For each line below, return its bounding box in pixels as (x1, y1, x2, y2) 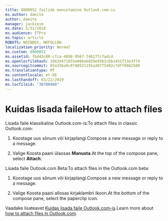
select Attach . (12, 155, 42, 161)
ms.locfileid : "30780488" (5, 82, 59, 87)
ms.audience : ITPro (5, 31, 46, 36)
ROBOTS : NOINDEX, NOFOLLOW (5, 40, 62, 45)
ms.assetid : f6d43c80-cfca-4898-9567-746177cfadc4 (5, 54, 113, 59)
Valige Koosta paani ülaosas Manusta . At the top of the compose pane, (12, 150, 159, 156)
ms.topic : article (5, 36, 44, 41)
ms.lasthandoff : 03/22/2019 (5, 77, 64, 82)
